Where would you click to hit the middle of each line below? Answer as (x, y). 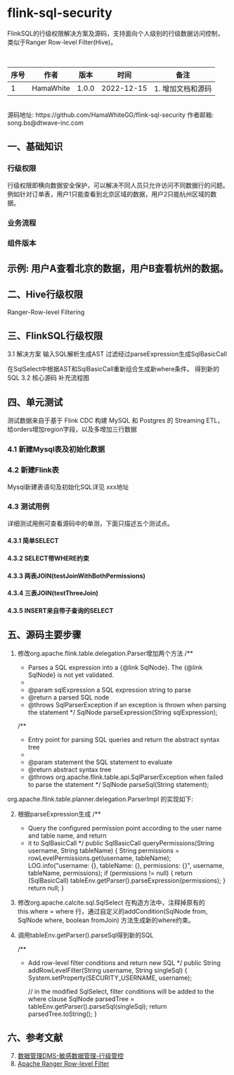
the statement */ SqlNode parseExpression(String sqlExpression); (123, 712)
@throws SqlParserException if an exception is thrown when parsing (127, 704)
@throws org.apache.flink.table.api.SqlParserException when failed (125, 777)
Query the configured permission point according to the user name (125, 828)
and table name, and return (67, 835)
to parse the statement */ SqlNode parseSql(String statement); (118, 784)
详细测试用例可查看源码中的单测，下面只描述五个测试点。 (90, 523)
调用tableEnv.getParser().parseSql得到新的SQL (85, 935)
